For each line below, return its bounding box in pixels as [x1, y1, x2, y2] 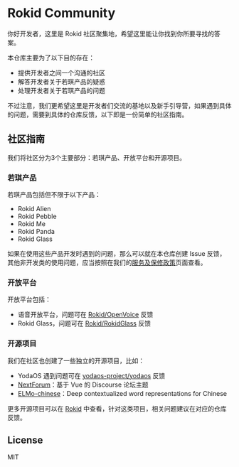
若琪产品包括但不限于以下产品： [7, 190, 101, 199]
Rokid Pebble [17, 212, 57, 221]
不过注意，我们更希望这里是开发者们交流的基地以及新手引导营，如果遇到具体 [7, 101, 232, 109]
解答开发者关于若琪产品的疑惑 [17, 77, 105, 86]
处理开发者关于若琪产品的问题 [17, 86, 105, 95]
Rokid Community [7, 5, 116, 21]
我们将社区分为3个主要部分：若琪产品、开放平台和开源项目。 [7, 153, 186, 161]
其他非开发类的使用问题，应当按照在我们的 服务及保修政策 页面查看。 [7, 258, 207, 267]
